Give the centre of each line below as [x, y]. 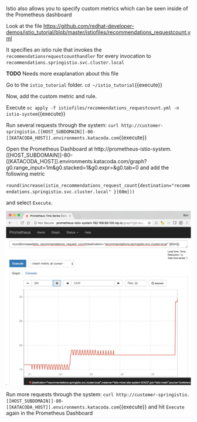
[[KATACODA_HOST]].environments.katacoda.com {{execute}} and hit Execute [95, 407]
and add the [154, 167]
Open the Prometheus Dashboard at [50, 149]
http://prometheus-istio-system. [133, 149]
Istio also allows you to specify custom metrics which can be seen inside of [97, 8]
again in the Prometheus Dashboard [50, 413]
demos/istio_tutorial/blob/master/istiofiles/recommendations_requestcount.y [98, 32]
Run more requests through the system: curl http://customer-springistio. [98, 394]
